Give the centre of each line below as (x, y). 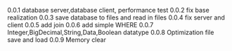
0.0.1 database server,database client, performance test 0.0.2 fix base (108, 10)
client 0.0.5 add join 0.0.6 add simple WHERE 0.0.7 (80, 25)
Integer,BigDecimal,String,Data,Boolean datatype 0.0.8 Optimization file (111, 32)
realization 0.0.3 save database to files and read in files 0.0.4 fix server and (116, 17)
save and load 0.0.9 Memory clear (57, 40)
